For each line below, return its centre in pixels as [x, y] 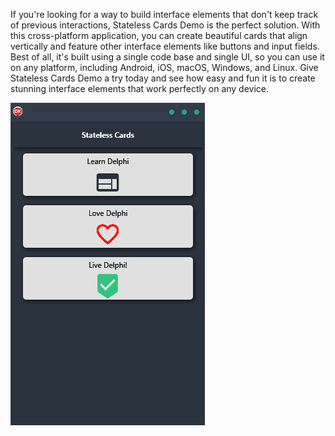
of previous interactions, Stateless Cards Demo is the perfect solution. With [165, 25]
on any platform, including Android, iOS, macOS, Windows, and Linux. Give [164, 67]
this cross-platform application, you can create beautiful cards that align [159, 35]
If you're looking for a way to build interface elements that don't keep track [164, 14]
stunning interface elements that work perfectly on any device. [140, 88]
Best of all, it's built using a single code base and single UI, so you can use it [167, 57]
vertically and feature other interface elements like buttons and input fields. [165, 46]
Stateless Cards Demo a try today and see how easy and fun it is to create [163, 78]
